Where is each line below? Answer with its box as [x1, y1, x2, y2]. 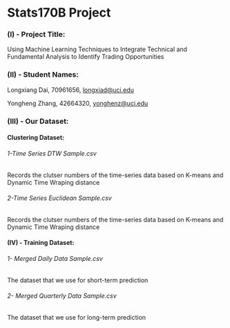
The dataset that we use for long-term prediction [7, 313, 146, 321]
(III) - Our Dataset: [7, 116, 69, 126]
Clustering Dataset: [7, 134, 65, 142]
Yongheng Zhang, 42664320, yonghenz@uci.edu [7, 99, 148, 107]
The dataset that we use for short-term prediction [7, 275, 148, 284]
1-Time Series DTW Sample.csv [7, 149, 97, 157]
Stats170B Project [7, 5, 111, 21]
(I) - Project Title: [7, 30, 66, 39]
